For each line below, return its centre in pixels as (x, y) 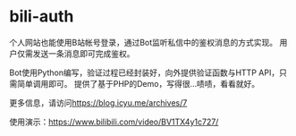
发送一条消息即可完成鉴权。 (84, 53)
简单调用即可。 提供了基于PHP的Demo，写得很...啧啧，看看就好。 (138, 83)
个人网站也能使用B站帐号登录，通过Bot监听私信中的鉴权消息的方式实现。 (144, 42)
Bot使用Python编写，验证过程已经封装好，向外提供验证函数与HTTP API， (144, 72)
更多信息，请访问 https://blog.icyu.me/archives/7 (98, 102)
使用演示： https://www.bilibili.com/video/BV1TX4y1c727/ (114, 122)
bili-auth (42, 17)
